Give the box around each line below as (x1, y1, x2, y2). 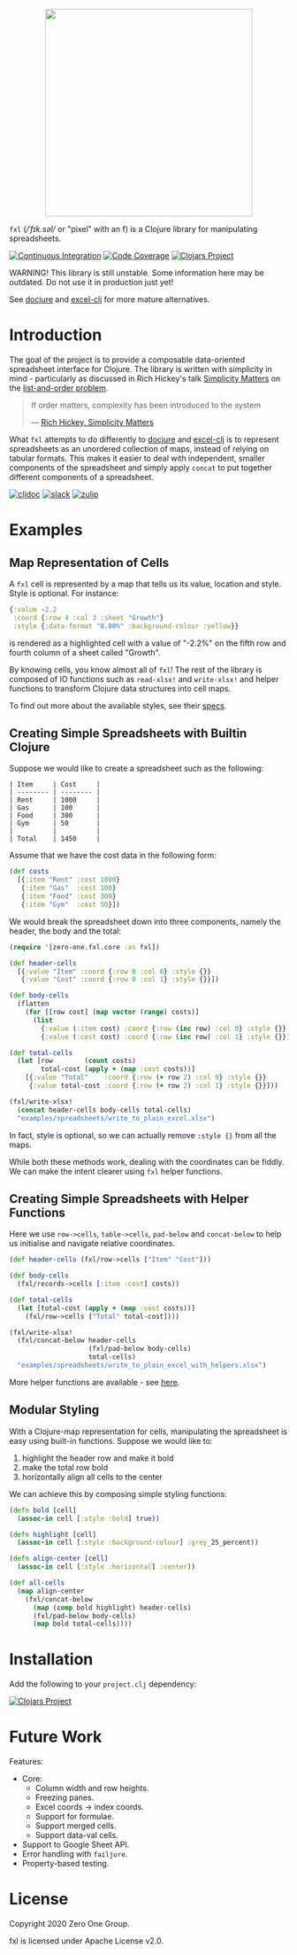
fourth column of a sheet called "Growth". (9, 647, 161, 657)
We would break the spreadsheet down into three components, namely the (9, 916, 281, 927)
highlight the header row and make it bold (21, 1453, 174, 1463)
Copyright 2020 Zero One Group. (9, 1919, 130, 1929)
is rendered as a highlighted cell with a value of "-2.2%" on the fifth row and (9, 638, 286, 648)
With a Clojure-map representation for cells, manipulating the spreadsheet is (9, 1426, 287, 1437)
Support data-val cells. (34, 1830, 119, 1841)
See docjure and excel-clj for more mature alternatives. (9, 294, 210, 305)
